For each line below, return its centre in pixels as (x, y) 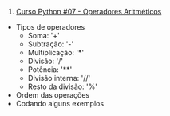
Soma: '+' (43, 36)
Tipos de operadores (50, 27)
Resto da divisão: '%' (63, 86)
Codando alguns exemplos (60, 104)
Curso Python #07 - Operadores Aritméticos (89, 12)
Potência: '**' (50, 70)
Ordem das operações (53, 95)
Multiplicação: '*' (56, 52)
